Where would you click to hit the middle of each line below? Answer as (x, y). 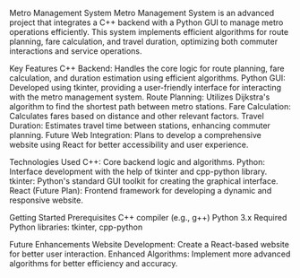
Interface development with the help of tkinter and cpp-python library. (138, 171)
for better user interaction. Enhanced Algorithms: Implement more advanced (150, 254)
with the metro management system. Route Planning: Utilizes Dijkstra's (140, 97)
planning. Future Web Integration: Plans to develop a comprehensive (135, 135)
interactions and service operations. (76, 51)
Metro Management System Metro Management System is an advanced (142, 13)
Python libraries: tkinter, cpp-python (76, 227)
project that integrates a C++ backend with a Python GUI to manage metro (146, 22)
